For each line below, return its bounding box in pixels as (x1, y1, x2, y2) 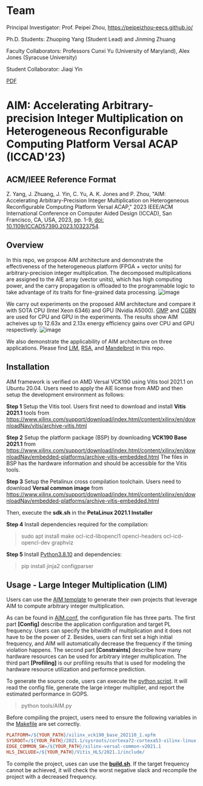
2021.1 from (6, 440, 36, 447)
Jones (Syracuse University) (6, 53, 78, 61)
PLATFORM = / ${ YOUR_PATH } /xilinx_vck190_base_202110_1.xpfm (6, 732, 156, 738)
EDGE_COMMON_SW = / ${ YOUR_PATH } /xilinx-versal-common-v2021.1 (6, 744, 162, 750)
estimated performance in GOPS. (6, 690, 89, 698)
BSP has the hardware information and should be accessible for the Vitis (6, 459, 187, 467)
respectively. (6, 326, 38, 333)
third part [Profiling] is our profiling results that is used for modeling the (6, 659, 186, 666)
